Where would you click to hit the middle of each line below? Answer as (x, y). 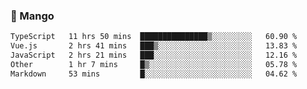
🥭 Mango (32, 16)
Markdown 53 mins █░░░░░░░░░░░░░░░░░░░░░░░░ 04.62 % (154, 74)
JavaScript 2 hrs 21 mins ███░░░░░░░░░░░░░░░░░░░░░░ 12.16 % (154, 55)
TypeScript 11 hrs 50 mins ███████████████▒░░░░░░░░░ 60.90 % (154, 37)
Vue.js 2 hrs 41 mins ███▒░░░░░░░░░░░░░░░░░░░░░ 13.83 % (154, 46)
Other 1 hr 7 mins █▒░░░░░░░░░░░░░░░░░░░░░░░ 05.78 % (154, 64)
